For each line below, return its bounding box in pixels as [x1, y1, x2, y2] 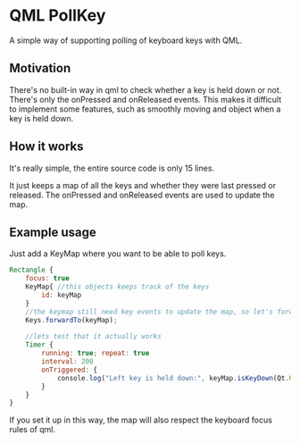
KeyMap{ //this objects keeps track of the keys [25, 282, 210, 291]
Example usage [9, 224, 96, 239]
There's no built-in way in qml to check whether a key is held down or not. [9, 84, 282, 95]
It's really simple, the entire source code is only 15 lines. [9, 163, 215, 173]
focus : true [25, 274, 70, 283]
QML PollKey [9, 5, 106, 26]
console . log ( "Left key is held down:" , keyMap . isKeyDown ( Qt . [56, 373, 290, 382]
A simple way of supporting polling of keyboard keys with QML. [9, 35, 243, 46]
